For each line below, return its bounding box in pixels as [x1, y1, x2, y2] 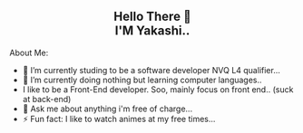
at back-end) [22, 93, 72, 104]
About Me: [9, 47, 49, 58]
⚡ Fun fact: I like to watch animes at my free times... [22, 113, 216, 124]
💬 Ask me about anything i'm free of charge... [22, 103, 193, 114]
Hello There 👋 [112, 9, 192, 24]
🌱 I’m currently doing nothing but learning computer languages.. [22, 74, 262, 85]
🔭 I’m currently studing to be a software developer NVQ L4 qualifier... [22, 64, 281, 75]
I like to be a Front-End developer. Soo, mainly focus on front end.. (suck [22, 83, 294, 95]
